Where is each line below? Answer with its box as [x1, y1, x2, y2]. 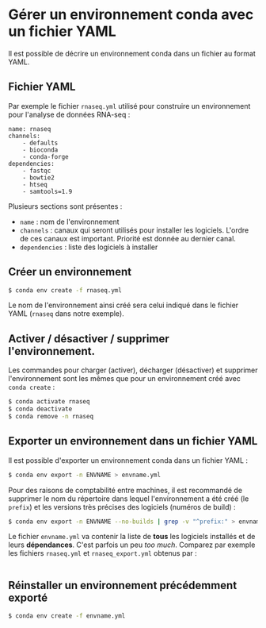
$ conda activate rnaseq [8, 398, 90, 406]
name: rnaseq [8, 125, 51, 133]
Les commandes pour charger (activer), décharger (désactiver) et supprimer [8, 365, 258, 375]
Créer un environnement [8, 265, 132, 279]
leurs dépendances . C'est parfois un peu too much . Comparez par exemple [8, 540, 256, 549]
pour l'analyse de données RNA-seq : [8, 110, 131, 119]
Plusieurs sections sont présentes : [8, 201, 123, 211]
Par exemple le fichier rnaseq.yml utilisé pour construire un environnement [8, 101, 251, 110]
